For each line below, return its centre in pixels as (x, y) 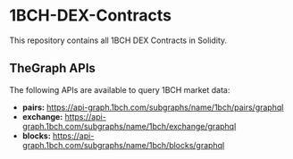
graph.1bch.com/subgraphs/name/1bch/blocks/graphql (123, 145)
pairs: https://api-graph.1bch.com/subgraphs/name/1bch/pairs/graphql (153, 107)
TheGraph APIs (53, 68)
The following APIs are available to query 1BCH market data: (120, 89)
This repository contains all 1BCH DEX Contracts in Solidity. (118, 40)
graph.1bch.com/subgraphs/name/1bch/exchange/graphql (129, 126)
